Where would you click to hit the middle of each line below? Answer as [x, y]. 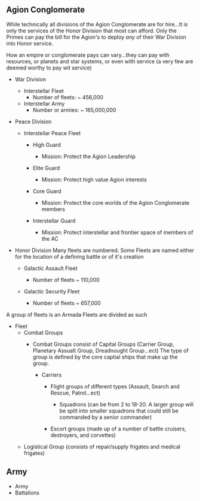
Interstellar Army [44, 104]
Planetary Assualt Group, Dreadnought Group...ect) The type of [111, 350]
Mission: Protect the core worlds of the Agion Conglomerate [116, 202]
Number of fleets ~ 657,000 [67, 303]
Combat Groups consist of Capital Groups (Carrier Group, [103, 344]
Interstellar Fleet [44, 91]
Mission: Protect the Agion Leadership [89, 156]
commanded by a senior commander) [106, 417]
